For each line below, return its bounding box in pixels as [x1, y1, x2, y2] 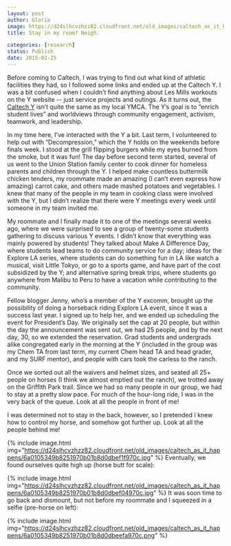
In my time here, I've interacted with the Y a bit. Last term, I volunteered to [7, 130, 217, 138]
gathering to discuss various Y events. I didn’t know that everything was [7, 231, 212, 240]
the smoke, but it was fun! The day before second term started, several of [7, 152, 217, 160]
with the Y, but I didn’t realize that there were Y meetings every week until [7, 196, 217, 204]
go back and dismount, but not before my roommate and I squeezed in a [7, 496, 212, 504]
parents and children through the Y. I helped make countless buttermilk [7, 167, 208, 176]
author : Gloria [7, 17, 51, 23]
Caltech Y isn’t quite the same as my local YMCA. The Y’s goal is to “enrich [7, 103, 219, 111]
